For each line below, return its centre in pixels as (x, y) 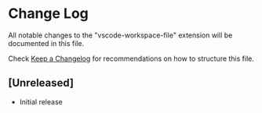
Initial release (41, 101)
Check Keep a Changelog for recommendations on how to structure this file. (131, 58)
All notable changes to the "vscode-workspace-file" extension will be (120, 35)
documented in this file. (46, 43)
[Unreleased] (41, 83)
